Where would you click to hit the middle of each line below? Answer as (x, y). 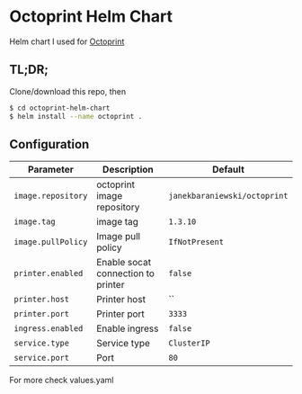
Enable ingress (127, 328)
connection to (125, 273)
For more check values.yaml (62, 381)
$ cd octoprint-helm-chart (60, 108)
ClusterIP (189, 343)
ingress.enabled (49, 329)
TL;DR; (29, 70)
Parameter (51, 170)
